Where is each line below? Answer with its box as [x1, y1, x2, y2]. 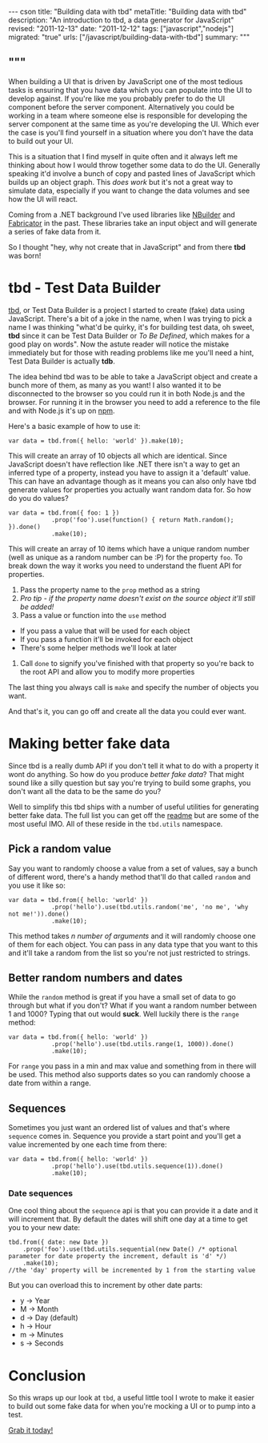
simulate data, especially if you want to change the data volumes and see [8, 186, 250, 195]
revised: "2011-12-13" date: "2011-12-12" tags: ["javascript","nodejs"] [8, 24, 234, 33]
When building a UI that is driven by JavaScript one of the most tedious [8, 76, 243, 86]
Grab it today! [8, 1425, 54, 1435]
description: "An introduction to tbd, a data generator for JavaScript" [8, 15, 234, 25]
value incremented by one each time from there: [8, 1140, 167, 1149]
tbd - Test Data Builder [8, 279, 162, 297]
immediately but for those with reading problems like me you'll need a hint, [8, 347, 254, 357]
